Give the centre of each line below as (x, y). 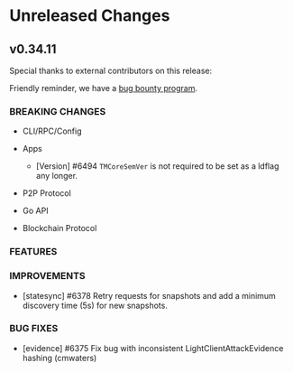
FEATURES (33, 252)
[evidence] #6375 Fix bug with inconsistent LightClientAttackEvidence (153, 348)
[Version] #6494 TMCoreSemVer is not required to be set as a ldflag (157, 166)
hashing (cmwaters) (60, 358)
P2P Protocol (47, 193)
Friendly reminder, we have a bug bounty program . (104, 88)
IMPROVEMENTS (47, 276)
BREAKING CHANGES (58, 111)
